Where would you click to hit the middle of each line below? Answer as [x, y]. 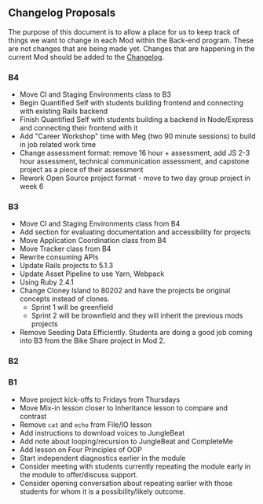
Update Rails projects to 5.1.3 [66, 266]
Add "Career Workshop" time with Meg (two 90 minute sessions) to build [137, 136]
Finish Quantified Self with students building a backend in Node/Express [136, 120]
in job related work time [58, 145]
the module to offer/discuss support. [79, 474]
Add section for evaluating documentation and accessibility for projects [135, 232]
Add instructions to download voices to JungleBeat [102, 432]
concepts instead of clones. [64, 299]
